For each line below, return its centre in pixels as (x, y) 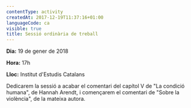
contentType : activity (35, 12)
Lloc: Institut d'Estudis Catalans (46, 74)
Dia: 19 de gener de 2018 (37, 51)
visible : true (24, 28)
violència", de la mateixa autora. (46, 99)
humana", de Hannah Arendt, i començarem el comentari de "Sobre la (93, 92)
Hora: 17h (18, 63)
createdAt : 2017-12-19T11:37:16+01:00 (55, 17)
